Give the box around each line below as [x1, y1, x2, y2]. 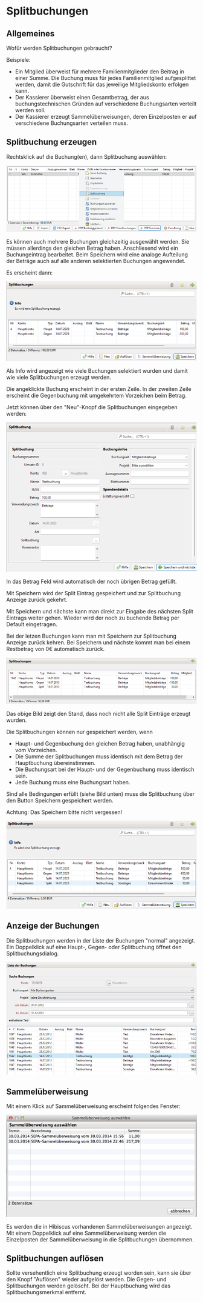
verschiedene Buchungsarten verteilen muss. [14, 119, 128, 127]
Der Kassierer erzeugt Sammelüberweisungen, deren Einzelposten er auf [14, 113, 197, 120]
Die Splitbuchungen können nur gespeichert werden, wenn [6, 729, 153, 736]
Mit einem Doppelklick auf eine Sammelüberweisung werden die [6, 1229, 167, 1237]
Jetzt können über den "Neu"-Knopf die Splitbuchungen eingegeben [6, 403, 178, 410]
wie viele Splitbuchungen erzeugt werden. [6, 373, 112, 381]
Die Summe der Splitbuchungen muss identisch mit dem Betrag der [14, 753, 183, 760]
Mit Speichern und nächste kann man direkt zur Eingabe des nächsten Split [6, 607, 193, 615]
